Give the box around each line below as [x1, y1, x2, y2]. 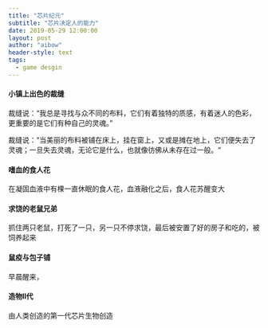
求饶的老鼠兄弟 [8, 204, 57, 213]
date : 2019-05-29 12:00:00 [8, 26, 98, 34]
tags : [8, 57, 26, 64]
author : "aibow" [8, 41, 62, 49]
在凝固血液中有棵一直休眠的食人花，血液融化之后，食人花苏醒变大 [8, 184, 225, 193]
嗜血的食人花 [8, 165, 50, 174]
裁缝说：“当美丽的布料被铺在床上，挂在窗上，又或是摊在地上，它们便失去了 [8, 135, 257, 144]
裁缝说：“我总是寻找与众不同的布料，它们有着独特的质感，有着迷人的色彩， [8, 108, 257, 118]
